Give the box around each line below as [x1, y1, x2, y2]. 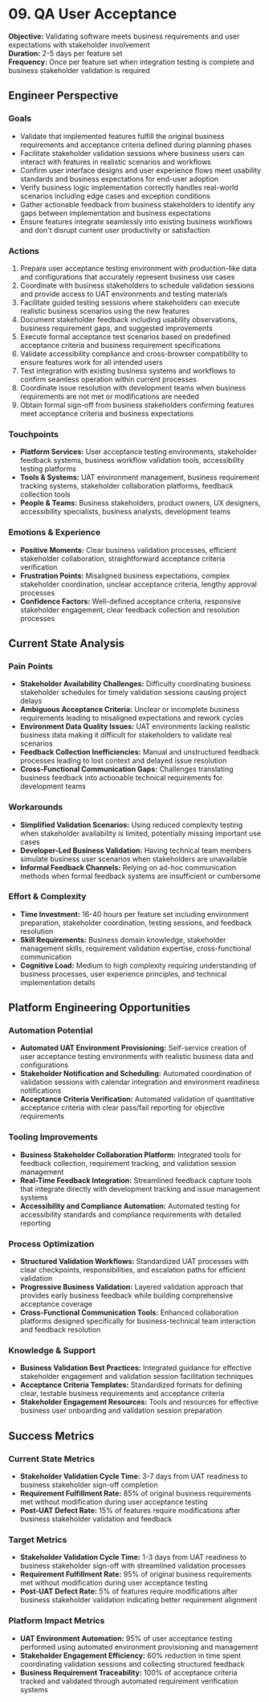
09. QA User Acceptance [8, 5, 177, 23]
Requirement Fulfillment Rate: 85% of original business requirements [19, 1488, 252, 1499]
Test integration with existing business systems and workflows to [19, 366, 236, 375]
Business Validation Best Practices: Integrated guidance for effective [19, 1363, 252, 1373]
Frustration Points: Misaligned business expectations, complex [19, 571, 230, 580]
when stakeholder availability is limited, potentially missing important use [19, 828, 262, 838]
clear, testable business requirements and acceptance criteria [19, 1389, 225, 1398]
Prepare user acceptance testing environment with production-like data [19, 263, 257, 273]
